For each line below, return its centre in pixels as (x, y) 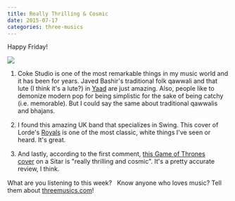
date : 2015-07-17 (33, 20)
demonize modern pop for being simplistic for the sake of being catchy (120, 96)
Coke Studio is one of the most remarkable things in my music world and (123, 74)
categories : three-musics (45, 27)
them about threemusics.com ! (51, 190)
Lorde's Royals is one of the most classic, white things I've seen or (114, 132)
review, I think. (38, 169)
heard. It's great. (42, 140)
